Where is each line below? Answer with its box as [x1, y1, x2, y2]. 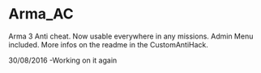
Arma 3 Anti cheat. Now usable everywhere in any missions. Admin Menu [8, 31, 254, 41]
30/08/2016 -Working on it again [8, 55, 118, 65]
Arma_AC [8, 5, 75, 23]
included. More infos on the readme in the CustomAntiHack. [8, 39, 209, 49]
